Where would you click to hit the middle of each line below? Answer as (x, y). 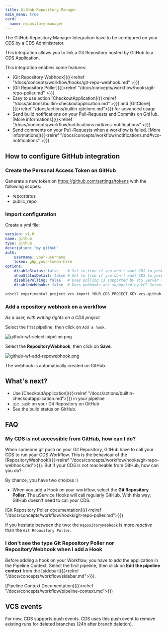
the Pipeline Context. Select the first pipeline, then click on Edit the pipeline (83, 565)
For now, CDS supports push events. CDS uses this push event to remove (80, 619)
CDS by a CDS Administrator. (35, 43)
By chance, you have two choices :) (42, 480)
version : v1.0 (20, 234)
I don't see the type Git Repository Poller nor (60, 543)
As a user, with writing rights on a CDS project (53, 317)
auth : (11, 252)
